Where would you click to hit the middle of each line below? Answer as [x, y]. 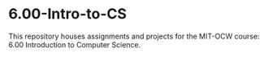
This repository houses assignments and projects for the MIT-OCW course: [134, 36]
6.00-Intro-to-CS [68, 14]
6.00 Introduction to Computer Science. [75, 44]
